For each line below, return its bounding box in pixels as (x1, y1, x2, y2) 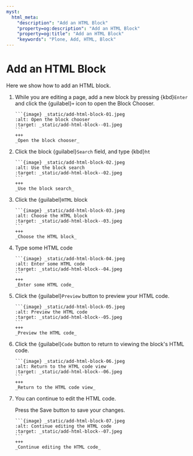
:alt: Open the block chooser (14, 116, 91, 122)
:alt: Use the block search (14, 165, 85, 171)
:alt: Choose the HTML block (14, 212, 88, 218)
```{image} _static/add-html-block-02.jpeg (14, 159, 125, 165)
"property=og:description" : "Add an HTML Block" (17, 25, 140, 32)
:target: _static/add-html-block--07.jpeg (14, 428, 122, 435)
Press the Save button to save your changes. (14, 406, 125, 414)
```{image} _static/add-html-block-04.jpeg (14, 255, 125, 261)
